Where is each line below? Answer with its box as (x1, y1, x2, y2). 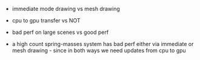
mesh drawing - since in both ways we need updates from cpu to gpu (12, 47, 186, 54)
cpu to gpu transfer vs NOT (12, 17, 81, 24)
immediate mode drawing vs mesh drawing (12, 5, 120, 12)
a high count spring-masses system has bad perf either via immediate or (12, 41, 194, 47)
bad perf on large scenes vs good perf (12, 28, 109, 36)
